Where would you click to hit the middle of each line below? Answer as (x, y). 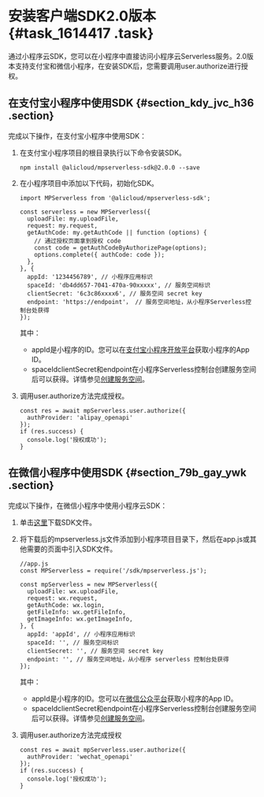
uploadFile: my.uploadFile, (73, 219)
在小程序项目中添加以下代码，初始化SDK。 (89, 183)
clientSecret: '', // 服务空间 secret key (95, 651)
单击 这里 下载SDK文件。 (58, 522)
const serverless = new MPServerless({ (85, 212)
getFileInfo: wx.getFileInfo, (76, 612)
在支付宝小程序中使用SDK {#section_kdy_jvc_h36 (131, 103)
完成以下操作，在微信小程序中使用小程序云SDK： (88, 506)
